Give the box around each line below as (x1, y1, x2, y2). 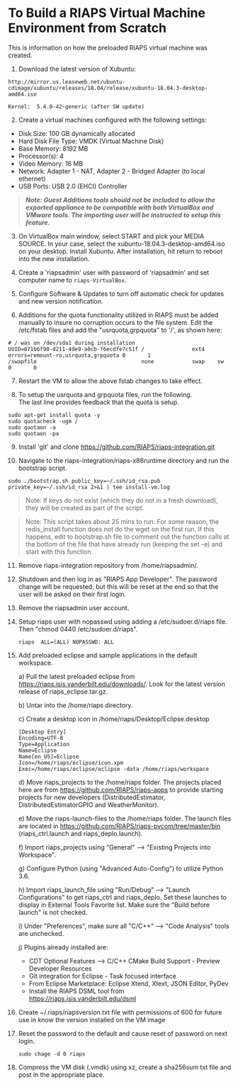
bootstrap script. (18, 464, 67, 472)
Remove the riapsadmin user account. (18, 603, 130, 612)
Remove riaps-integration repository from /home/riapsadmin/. (18, 561, 199, 569)
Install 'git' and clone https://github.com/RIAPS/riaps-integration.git (18, 442, 215, 451)
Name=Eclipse (18, 747, 57, 754)
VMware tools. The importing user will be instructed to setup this (25, 210, 222, 219)
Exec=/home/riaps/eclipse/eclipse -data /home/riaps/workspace (18, 765, 210, 772)
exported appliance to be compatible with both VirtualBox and (25, 203, 214, 212)
